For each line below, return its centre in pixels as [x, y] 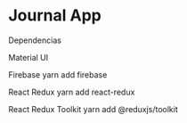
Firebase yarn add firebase [58, 74]
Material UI [28, 57]
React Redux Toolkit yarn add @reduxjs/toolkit [93, 109]
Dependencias [35, 40]
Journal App [55, 16]
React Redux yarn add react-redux [72, 92]
